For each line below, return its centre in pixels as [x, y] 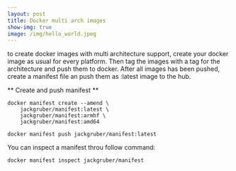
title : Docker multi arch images [57, 21]
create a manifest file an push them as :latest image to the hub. [99, 77]
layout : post [27, 14]
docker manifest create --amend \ [58, 104]
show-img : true [30, 27]
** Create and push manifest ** [53, 90]
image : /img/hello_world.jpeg [52, 34]
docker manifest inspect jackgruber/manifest [75, 160]
